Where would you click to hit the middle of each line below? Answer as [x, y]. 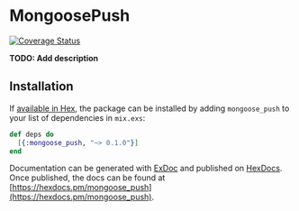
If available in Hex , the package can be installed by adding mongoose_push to [149, 108]
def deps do [32, 134]
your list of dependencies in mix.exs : [77, 117]
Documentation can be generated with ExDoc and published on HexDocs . [146, 169]
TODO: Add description [54, 58]
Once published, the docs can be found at [87, 178]
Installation [41, 87]
